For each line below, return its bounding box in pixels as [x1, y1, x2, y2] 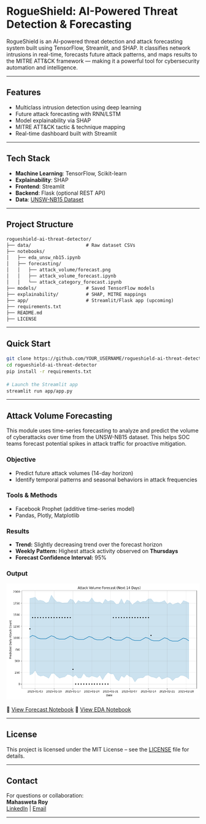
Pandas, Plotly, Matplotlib [15, 511, 80, 519]
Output [6, 569, 28, 578]
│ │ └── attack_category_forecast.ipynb [6, 279, 122, 286]
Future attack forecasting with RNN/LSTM [15, 110, 121, 117]
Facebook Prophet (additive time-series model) [15, 505, 135, 512]
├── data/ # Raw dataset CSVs [6, 243, 136, 249]
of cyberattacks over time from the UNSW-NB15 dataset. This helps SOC [6, 433, 190, 441]
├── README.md [6, 310, 43, 316]
